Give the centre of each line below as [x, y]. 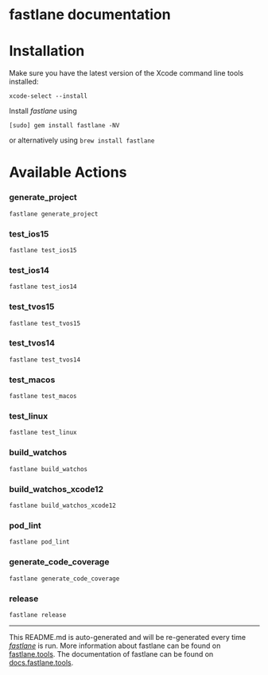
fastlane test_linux [43, 433]
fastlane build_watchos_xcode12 [62, 505]
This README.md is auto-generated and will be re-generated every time [127, 637]
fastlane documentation [90, 15]
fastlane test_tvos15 [45, 323]
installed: [24, 82]
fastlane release [38, 615]
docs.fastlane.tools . [41, 662]
